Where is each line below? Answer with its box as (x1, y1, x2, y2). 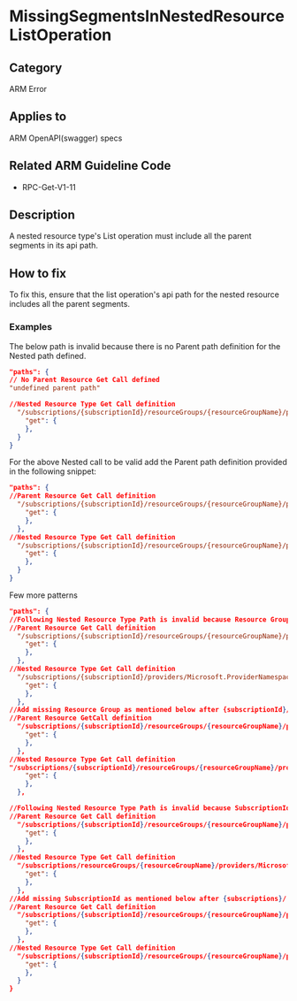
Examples (9, 321, 53, 333)
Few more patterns (9, 590, 78, 600)
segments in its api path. (9, 241, 99, 251)
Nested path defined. (9, 350, 87, 361)
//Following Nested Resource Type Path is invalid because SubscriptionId (9, 804, 291, 813)
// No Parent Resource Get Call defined (9, 376, 161, 385)
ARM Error (9, 84, 47, 94)
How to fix (9, 265, 66, 280)
